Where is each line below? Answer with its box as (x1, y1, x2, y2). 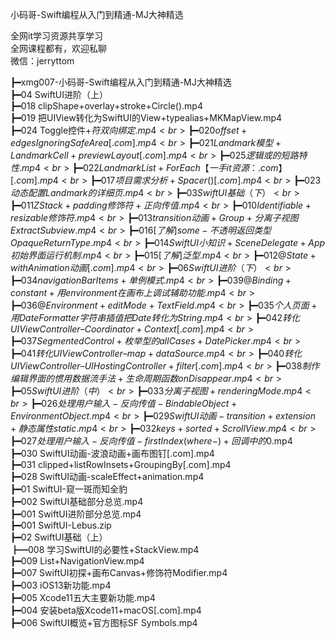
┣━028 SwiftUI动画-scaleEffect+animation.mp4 (10, 471, 205, 482)
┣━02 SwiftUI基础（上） (10, 531, 108, 543)
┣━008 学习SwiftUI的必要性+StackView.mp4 (10, 544, 200, 555)
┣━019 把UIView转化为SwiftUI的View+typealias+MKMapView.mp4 (10, 112, 283, 123)
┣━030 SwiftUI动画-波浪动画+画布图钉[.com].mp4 (10, 448, 215, 459)
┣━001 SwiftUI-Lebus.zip (10, 519, 112, 531)
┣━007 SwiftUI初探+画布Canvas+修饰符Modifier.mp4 (10, 567, 228, 578)
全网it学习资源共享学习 (10, 30, 103, 42)
